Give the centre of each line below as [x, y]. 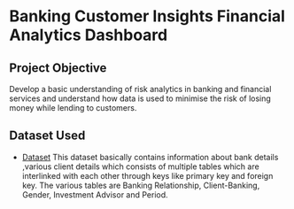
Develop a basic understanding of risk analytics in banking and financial [140, 89]
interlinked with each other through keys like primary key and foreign [147, 175]
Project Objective [58, 68]
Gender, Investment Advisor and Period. [95, 194]
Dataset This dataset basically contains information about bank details [150, 157]
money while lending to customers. [73, 108]
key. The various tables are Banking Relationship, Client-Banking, [141, 185]
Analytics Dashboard [89, 35]
